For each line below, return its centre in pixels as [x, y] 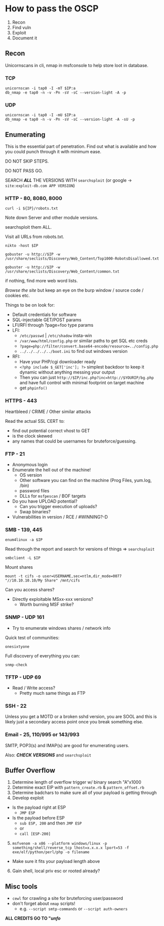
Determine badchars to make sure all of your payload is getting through [84, 793]
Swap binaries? [35, 512]
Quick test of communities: [32, 637]
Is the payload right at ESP [39, 807]
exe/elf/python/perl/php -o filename [51, 852]
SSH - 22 [16, 706]
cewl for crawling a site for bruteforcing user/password [68, 898]
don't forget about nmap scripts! [44, 904]
